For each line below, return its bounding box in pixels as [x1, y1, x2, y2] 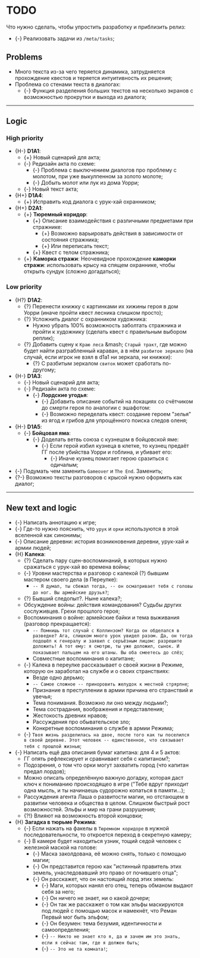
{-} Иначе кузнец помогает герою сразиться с [50, 454, 169, 462]
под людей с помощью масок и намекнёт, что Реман [41, 907, 177, 914]
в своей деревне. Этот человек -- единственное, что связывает [23, 737, 185, 743]
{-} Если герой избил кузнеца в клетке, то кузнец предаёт [41, 442, 189, 449]
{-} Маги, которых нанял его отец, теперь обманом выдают [41, 882, 193, 889]
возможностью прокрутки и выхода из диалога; [23, 93, 147, 100]
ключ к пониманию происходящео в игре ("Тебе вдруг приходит [23, 780, 189, 788]
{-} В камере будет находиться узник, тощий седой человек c [23, 837, 182, 844]
